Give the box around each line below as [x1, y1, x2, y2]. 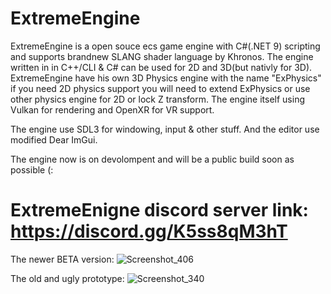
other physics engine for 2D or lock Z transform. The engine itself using [10, 93, 305, 105]
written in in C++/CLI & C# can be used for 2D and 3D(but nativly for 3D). [10, 61, 313, 73]
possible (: [10, 163, 54, 176]
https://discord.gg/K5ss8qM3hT [10, 220, 288, 243]
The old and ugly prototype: [10, 272, 125, 284]
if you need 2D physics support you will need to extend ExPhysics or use [10, 82, 311, 94]
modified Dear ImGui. [10, 133, 98, 146]
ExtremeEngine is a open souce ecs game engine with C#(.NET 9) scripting [10, 40, 321, 52]
